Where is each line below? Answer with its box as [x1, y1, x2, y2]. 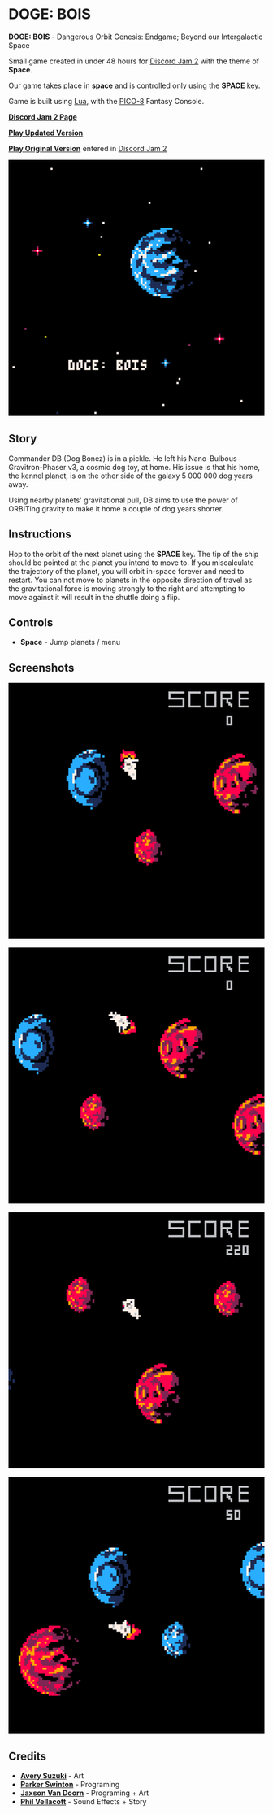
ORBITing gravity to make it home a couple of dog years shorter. [8, 503, 224, 513]
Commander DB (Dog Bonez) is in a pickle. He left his [8, 453, 187, 463]
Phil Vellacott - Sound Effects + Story [19, 1797, 147, 1806]
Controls [8, 616, 54, 629]
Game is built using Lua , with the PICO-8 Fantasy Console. [8, 96, 205, 106]
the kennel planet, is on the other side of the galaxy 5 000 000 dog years [8, 471, 253, 481]
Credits [8, 1749, 47, 1763]
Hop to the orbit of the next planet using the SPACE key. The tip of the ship [8, 549, 259, 559]
